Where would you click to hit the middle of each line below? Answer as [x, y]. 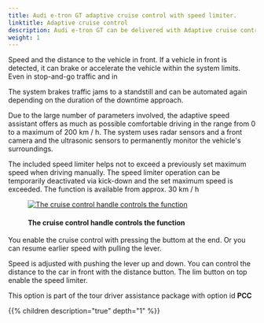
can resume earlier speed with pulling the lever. [85, 248]
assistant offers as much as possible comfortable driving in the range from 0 [132, 124]
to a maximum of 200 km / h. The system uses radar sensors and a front [125, 132]
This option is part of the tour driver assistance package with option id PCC [130, 295]
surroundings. [31, 149]
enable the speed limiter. [48, 280]
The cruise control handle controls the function [106, 222]
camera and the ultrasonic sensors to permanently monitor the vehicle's [125, 141]
